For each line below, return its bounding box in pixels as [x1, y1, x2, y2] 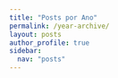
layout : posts [9, 30, 63, 39]
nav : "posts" [17, 55, 66, 64]
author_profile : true [9, 38, 90, 48]
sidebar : [9, 47, 42, 56]
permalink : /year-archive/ [9, 22, 110, 30]
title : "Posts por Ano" [9, 13, 98, 22]
